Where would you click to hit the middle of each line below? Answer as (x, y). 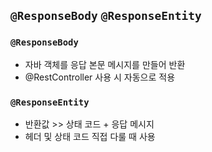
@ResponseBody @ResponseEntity (106, 16)
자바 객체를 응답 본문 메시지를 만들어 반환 (105, 64)
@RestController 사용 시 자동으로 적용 (100, 77)
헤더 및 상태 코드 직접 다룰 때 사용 (90, 136)
